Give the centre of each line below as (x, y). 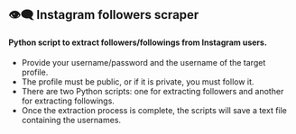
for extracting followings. (68, 101)
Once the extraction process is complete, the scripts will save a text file (154, 110)
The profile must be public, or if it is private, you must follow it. (138, 81)
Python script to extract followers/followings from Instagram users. (138, 42)
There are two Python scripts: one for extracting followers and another (153, 91)
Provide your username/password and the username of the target (143, 62)
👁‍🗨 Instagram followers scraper (104, 15)
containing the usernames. (71, 120)
